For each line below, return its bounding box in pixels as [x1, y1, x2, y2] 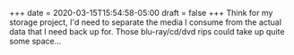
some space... [9, 35, 62, 46]
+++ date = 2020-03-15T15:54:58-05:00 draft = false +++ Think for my [9, 8, 273, 18]
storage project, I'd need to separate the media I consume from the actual [9, 17, 282, 27]
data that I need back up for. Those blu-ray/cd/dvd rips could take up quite [9, 27, 285, 36]
